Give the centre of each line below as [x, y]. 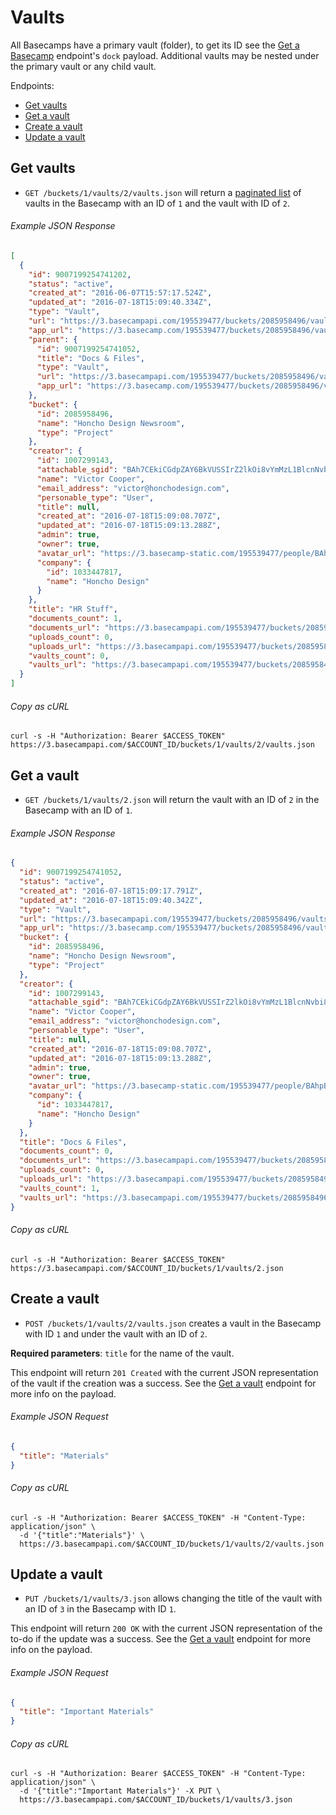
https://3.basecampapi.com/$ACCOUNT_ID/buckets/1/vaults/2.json [147, 1268]
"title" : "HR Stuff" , [73, 609]
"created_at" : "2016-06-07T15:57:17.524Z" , [120, 293]
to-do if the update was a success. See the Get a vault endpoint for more [161, 1639]
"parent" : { [53, 339]
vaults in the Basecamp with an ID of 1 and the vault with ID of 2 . [157, 203]
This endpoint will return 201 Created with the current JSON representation [164, 1372]
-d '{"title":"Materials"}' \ [82, 1535]
